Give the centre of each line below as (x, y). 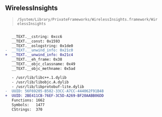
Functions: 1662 (28, 100)
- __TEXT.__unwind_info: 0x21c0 (39, 50)
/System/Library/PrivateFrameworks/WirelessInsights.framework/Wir (87, 19)
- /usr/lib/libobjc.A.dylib (40, 82)
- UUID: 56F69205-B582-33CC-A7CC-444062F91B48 (55, 91)
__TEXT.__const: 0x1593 (36, 41)
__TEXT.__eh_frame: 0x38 (37, 59)
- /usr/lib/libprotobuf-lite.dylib (48, 87)
